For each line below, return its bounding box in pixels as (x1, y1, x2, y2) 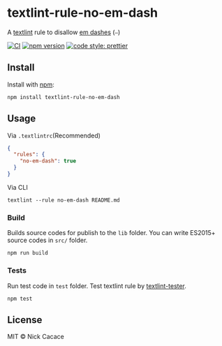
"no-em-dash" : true (20, 158, 77, 165)
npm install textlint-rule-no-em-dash (7, 93, 120, 100)
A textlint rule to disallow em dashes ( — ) (7, 28, 121, 36)
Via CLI (7, 183, 28, 191)
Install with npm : (7, 80, 54, 89)
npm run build (7, 250, 49, 257)
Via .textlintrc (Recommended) (7, 131, 101, 140)
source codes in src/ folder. (7, 236, 88, 245)
